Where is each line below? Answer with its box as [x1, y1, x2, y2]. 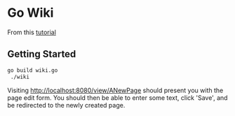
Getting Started [7, 48, 76, 60]
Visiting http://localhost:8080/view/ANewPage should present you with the [7, 86, 224, 94]
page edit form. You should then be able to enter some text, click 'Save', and [7, 93, 228, 102]
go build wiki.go [7, 66, 58, 74]
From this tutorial [7, 28, 56, 36]
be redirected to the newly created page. [7, 101, 126, 109]
